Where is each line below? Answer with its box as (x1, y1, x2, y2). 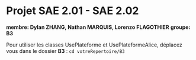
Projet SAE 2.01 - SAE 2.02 (6, 4, 139, 18)
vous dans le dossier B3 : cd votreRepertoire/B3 (6, 47, 126, 54)
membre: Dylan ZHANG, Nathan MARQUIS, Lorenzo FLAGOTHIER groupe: (6, 24, 191, 31)
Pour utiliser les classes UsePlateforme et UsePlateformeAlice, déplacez (6, 41, 182, 48)
